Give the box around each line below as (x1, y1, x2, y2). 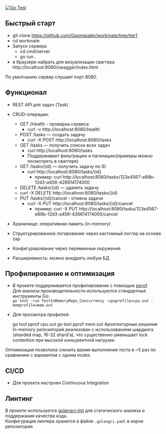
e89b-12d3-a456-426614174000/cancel (34, 211, 118, 217)
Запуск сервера (12, 43, 47, 49)
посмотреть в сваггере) (27, 158, 79, 164)
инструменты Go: (12, 293, 50, 299)
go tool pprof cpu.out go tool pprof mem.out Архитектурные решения (12, 321, 158, 327)
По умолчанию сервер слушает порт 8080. (5, 74, 98, 80)
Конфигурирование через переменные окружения (12, 245, 121, 251)
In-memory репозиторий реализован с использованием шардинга (12, 327, 154, 333)
